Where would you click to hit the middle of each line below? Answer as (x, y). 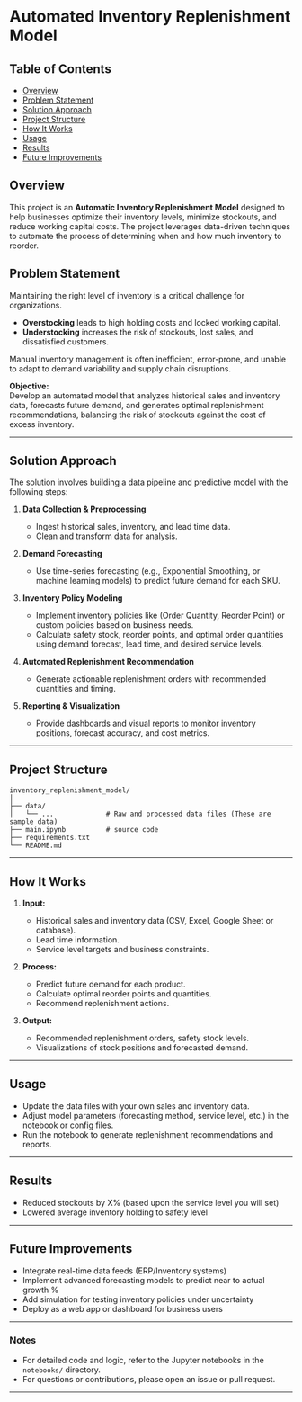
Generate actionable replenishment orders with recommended (151, 679)
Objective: (29, 386)
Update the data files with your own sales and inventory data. (136, 1106)
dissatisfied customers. (66, 341)
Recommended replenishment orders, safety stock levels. (142, 1038)
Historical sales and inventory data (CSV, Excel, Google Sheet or (155, 921)
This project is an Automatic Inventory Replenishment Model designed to (147, 207)
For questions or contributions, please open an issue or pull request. (149, 1379)
